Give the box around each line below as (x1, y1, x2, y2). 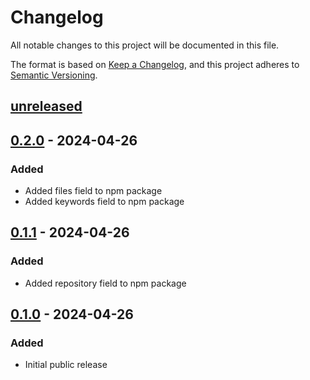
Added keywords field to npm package (24, 196, 185, 208)
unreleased (10, 98, 83, 115)
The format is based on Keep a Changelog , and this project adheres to (10, 58, 300, 70)
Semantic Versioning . (10, 69, 98, 81)
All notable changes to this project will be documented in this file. (10, 39, 280, 51)
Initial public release (24, 359, 108, 371)
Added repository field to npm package (24, 277, 187, 289)
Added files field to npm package (24, 185, 163, 197)
